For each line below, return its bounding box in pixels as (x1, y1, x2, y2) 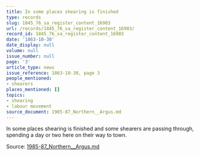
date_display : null (6, 42, 55, 48)
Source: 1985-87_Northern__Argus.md (6, 143, 100, 150)
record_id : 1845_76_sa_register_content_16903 (6, 31, 124, 37)
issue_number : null (6, 53, 55, 59)
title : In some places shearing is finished (6, 8, 119, 15)
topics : (6, 92, 26, 98)
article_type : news (6, 64, 55, 71)
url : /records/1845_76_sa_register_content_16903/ (6, 25, 135, 32)
